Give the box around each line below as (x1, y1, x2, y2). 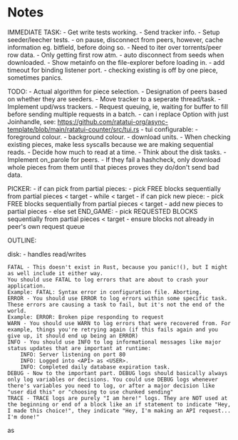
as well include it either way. (7, 270, 103, 277)
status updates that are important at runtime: (7, 344, 152, 352)
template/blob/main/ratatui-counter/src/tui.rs (7, 125, 140, 133)
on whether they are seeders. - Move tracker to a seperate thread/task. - (7, 94, 221, 103)
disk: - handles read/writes (7, 250, 87, 258)
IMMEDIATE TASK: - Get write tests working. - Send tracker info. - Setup (7, 28, 220, 36)
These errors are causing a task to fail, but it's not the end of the (7, 301, 224, 308)
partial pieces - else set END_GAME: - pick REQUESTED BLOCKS (7, 207, 198, 215)
